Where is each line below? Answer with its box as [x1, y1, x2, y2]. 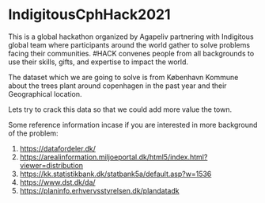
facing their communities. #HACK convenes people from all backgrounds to [8, 48, 255, 58]
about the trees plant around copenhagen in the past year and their [8, 81, 227, 90]
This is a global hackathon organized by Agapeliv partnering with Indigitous [8, 32, 255, 41]
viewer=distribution [19, 160, 84, 170]
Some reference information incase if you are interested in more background [8, 120, 258, 129]
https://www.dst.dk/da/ [19, 177, 97, 187]
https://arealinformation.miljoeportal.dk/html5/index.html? [19, 152, 208, 162]
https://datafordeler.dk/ [19, 144, 97, 153]
